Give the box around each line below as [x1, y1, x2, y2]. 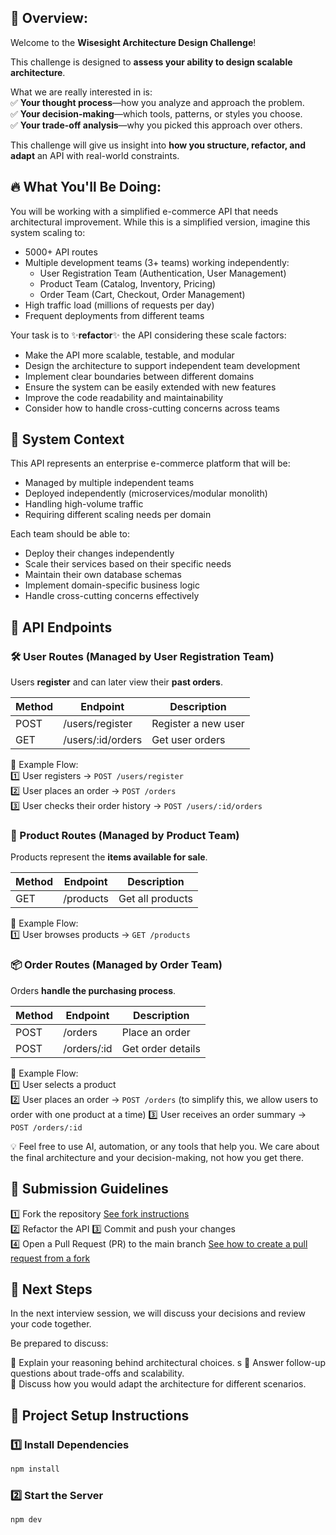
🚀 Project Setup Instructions [10, 1407, 190, 1424]
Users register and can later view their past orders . [10, 676, 223, 688]
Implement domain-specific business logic [24, 579, 200, 591]
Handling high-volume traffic [24, 498, 144, 510]
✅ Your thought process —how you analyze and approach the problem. [10, 96, 305, 108]
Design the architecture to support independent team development [24, 359, 301, 371]
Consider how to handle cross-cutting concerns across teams [24, 402, 280, 414]
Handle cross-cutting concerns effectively [24, 590, 200, 602]
